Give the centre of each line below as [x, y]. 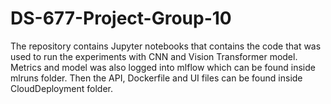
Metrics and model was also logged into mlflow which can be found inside [163, 67]
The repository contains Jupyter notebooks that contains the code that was [166, 46]
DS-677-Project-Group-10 [121, 18]
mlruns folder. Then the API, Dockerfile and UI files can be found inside [156, 78]
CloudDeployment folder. [62, 88]
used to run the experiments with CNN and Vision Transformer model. [154, 56]
